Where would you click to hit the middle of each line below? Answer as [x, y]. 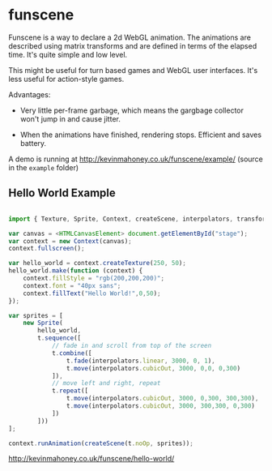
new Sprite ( [43, 323]
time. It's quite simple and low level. [68, 54]
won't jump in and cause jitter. [70, 118]
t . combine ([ [72, 353]
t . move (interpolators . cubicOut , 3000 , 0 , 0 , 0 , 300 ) [153, 368]
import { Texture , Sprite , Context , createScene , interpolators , [121, 219]
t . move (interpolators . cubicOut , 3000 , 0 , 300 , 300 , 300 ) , [162, 399]
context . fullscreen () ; [47, 249]
